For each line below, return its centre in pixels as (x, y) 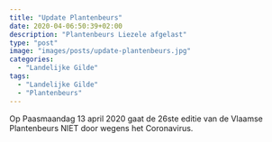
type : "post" (34, 43)
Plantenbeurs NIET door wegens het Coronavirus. (101, 128)
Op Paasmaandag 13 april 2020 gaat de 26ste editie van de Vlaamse (136, 119)
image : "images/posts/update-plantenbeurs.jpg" (100, 51)
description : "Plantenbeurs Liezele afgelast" (98, 34)
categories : (32, 59)
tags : (19, 76)
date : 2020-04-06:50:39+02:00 (66, 26)
